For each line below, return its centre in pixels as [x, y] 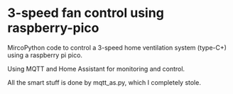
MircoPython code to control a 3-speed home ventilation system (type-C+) [117, 47]
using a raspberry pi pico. [45, 55]
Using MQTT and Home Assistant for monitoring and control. [96, 69]
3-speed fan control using [86, 13]
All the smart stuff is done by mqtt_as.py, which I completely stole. [104, 82]
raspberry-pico [53, 28]
